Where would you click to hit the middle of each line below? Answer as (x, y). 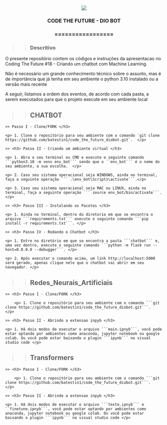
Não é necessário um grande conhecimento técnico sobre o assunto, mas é (83, 74)
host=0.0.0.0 (19, 250)
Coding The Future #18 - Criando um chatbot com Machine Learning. (76, 64)
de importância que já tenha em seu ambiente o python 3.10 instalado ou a (82, 79)
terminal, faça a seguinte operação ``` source (56, 193)
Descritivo (43, 48)
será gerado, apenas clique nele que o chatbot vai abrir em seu (74, 263)
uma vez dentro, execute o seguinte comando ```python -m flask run (78, 245)
